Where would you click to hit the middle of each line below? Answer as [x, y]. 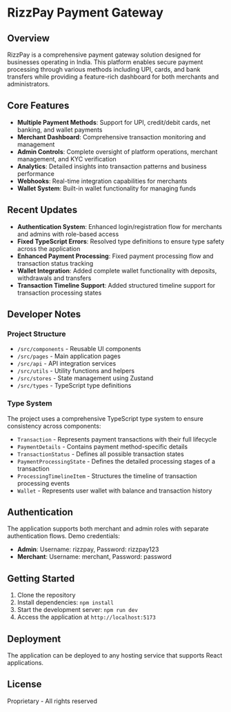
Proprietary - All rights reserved [52, 701]
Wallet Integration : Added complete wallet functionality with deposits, [117, 270]
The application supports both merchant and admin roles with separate [108, 528]
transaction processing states [59, 293]
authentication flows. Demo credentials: [64, 536]
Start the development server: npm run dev [77, 610]
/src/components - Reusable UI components [79, 349]
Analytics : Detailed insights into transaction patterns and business [112, 166]
